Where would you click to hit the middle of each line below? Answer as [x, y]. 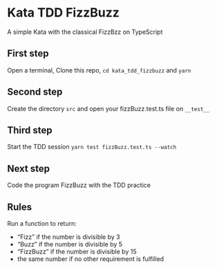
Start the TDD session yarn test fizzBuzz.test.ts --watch [92, 147]
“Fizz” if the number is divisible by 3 [68, 237]
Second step [35, 92]
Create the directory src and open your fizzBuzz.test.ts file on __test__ [108, 108]
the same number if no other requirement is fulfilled [91, 259]
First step [28, 54]
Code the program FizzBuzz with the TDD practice [79, 185]
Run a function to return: [42, 223]
